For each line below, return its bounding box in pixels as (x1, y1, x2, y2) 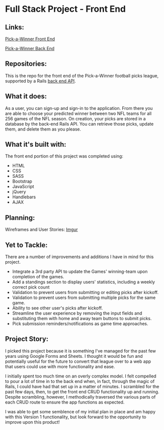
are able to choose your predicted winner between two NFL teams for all (5, 110, 152, 116)
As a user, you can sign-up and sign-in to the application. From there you (5, 105, 153, 111)
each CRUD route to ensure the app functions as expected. (5, 399, 125, 405)
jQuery (12, 189, 26, 195)
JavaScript (12, 184, 34, 189)
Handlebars (12, 194, 36, 200)
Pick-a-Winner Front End (5, 36, 55, 42)
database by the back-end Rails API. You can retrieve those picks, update (5, 121, 154, 127)
